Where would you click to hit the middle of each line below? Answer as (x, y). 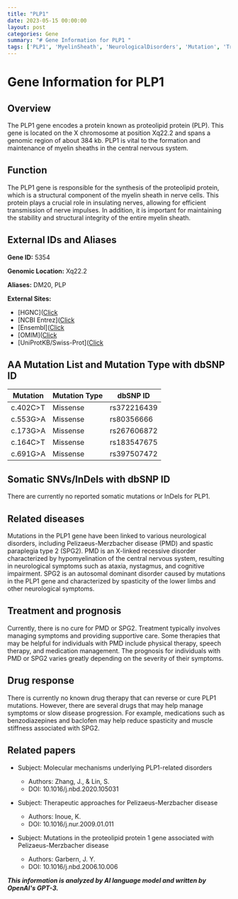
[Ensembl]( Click (41, 327)
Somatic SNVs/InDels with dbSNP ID (89, 479)
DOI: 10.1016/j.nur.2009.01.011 (71, 824)
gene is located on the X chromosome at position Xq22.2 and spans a (109, 133)
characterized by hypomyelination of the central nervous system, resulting (116, 559)
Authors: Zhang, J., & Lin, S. (69, 781)
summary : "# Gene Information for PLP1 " (69, 41)
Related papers (41, 750)
